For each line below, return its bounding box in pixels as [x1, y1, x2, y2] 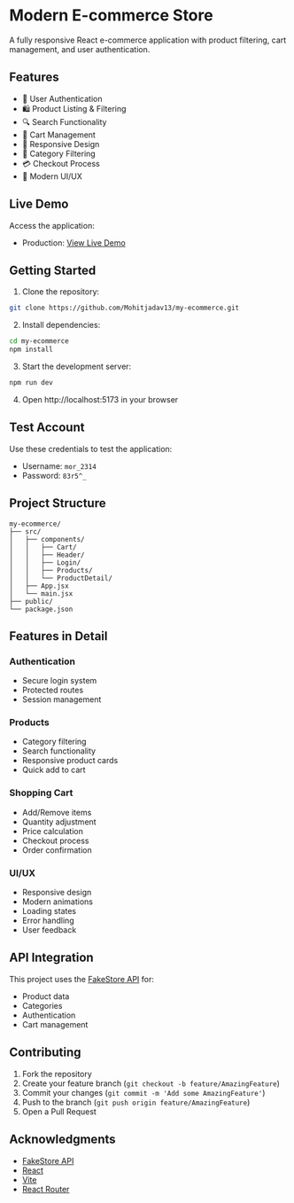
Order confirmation [21, 844, 92, 855]
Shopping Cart [9, 786, 73, 799]
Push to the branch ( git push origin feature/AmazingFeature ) [21, 1097, 251, 1107]
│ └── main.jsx [9, 589, 73, 598]
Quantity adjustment [21, 816, 97, 827]
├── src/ [9, 527, 42, 536]
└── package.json [9, 605, 73, 613]
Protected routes [21, 684, 84, 696]
